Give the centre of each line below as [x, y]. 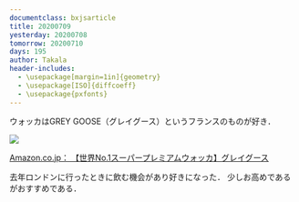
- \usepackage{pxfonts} [62, 94]
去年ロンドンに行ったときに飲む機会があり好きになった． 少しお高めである [150, 177]
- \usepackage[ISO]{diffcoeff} [77, 86]
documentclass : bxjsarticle [63, 18]
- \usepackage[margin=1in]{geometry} [89, 77]
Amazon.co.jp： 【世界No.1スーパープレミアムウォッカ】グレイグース [139, 157]
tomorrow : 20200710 [46, 43]
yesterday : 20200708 [49, 35]
